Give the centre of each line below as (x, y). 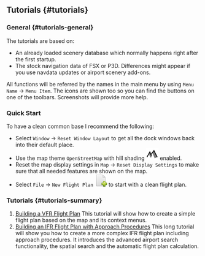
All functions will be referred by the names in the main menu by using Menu (100, 84)
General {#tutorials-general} (50, 28)
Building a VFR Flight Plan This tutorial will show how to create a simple (105, 214)
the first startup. (36, 59)
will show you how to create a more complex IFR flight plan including (102, 233)
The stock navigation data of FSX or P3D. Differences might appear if (102, 66)
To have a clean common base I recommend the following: (80, 126)
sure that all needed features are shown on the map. (81, 171)
